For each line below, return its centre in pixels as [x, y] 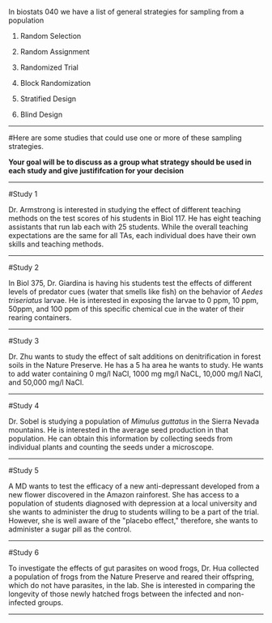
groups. [51, 602]
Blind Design [41, 114]
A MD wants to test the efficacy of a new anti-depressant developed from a [134, 486]
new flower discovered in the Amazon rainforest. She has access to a [124, 495]
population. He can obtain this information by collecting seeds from [121, 438]
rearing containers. [40, 318]
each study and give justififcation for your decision [96, 171]
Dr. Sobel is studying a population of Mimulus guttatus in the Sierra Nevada [134, 421]
